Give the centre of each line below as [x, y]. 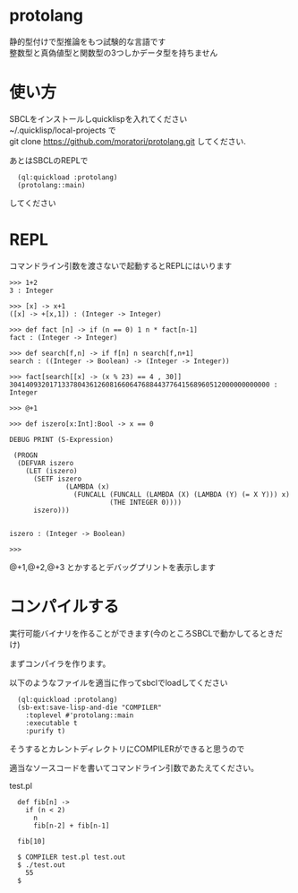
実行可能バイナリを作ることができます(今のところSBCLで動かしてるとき [142, 633]
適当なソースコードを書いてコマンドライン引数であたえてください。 [134, 767]
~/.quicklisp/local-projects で [63, 130]
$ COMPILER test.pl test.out [72, 857]
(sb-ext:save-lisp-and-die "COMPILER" [90, 707]
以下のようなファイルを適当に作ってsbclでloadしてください [119, 682]
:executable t [51, 723]
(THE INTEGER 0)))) [145, 502]
